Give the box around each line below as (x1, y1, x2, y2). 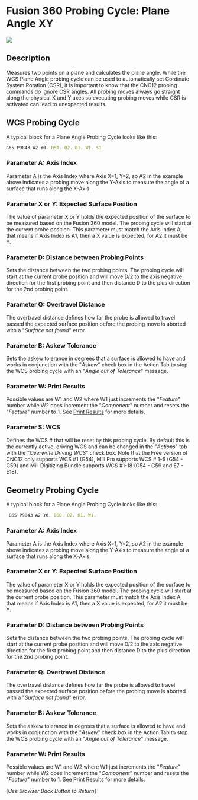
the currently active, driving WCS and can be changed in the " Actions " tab (6, 443, 187, 450)
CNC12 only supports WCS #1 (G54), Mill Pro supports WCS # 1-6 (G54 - (6, 455, 183, 463)
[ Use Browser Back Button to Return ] (6, 787, 96, 794)
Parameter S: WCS (6, 423, 61, 431)
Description (6, 53, 50, 63)
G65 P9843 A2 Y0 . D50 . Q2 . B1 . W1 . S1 (6, 145, 102, 151)
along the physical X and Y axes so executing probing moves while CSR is (6, 94, 186, 101)
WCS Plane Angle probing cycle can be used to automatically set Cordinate (6, 75, 190, 82)
